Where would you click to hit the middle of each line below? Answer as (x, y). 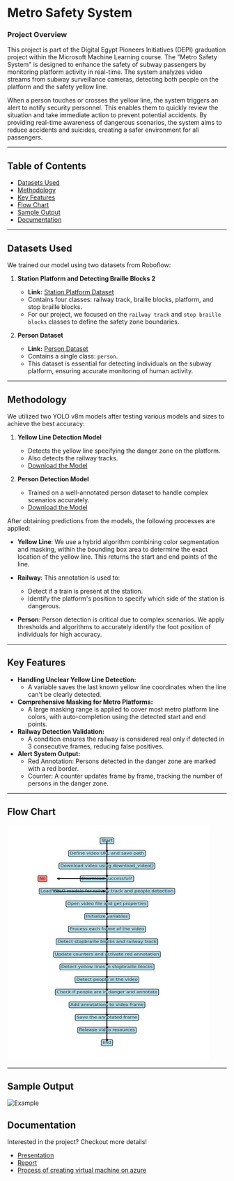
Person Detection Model (53, 479)
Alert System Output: (49, 753)
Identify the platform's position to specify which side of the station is (126, 599)
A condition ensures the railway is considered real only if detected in (126, 739)
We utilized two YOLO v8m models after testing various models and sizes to (116, 416)
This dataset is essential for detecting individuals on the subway (120, 363)
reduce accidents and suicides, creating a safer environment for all (103, 130)
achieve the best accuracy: (46, 423)
